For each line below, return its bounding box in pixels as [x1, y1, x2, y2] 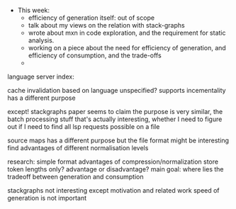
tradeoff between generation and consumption [7, 173, 144, 181]
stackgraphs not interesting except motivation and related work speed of [7, 186, 220, 194]
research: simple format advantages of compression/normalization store [7, 157, 218, 166]
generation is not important [7, 194, 87, 202]
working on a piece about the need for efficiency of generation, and [28, 44, 227, 52]
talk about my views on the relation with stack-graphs [28, 21, 186, 29]
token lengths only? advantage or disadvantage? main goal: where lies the [7, 165, 225, 173]
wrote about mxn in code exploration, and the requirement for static [28, 28, 226, 37]
